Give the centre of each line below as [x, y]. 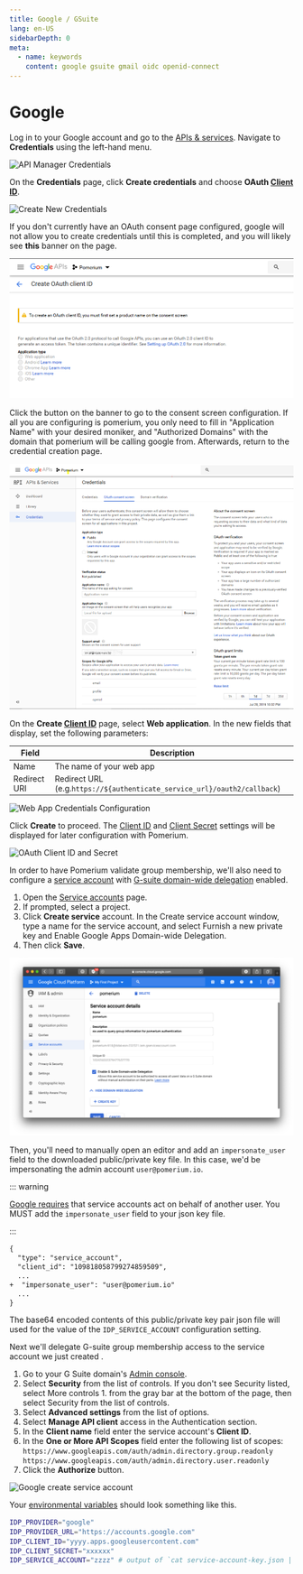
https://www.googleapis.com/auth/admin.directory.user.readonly [146, 1461]
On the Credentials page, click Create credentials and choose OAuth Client [151, 181]
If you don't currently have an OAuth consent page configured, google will [147, 227]
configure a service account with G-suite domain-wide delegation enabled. [149, 880]
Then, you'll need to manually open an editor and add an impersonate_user [147, 1150]
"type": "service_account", [70, 1258]
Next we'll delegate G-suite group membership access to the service [137, 1347]
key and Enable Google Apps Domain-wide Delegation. [124, 936]
